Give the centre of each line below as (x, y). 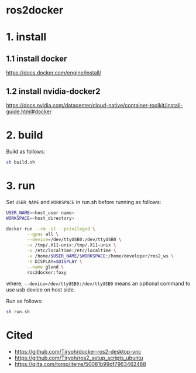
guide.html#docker (29, 111)
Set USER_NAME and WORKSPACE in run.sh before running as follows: (84, 202)
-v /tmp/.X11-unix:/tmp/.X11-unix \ (72, 245)
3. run (20, 186)
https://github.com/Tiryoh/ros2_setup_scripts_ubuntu (79, 358)
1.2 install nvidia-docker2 (53, 91)
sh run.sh (18, 312)
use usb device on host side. (41, 290)
